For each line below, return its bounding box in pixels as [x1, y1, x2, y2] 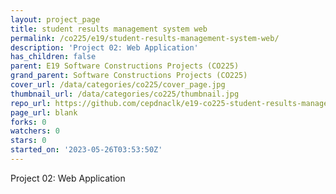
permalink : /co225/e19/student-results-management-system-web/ [10, 33, 280, 43]
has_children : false [10, 52, 97, 62]
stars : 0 [10, 136, 47, 146]
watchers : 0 [10, 126, 60, 136]
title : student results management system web [10, 24, 208, 34]
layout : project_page [10, 14, 101, 25]
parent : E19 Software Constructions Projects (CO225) [10, 61, 240, 71]
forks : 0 [10, 117, 47, 127]
